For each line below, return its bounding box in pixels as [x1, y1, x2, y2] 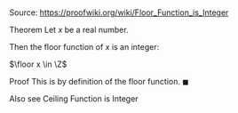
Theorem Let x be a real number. [9, 25, 129, 36]
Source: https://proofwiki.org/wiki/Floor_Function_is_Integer [9, 7, 229, 18]
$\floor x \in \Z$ [9, 59, 67, 69]
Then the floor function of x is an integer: [9, 42, 160, 52]
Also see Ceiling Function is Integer [9, 93, 139, 104]
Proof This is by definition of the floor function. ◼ [9, 77, 189, 87]
